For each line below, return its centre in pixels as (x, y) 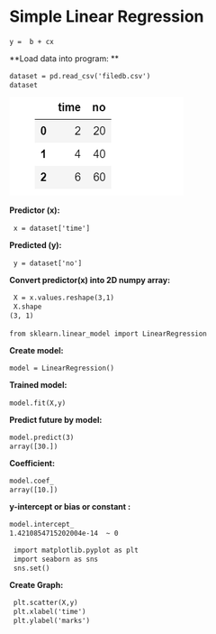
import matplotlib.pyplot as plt (76, 550)
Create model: (36, 350)
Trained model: (38, 384)
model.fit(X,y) (38, 403)
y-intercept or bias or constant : (70, 506)
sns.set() (31, 568)
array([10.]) (34, 490)
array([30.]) (34, 446)
